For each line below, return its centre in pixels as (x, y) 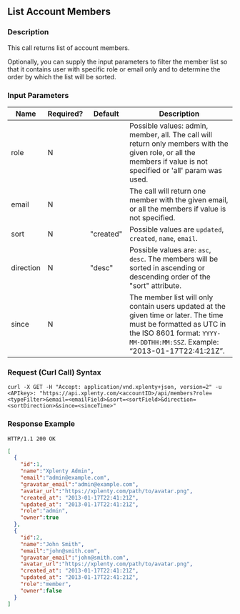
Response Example (41, 424)
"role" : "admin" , (45, 511)
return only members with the (179, 144)
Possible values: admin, (169, 126)
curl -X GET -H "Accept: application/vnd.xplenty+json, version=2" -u (115, 387)
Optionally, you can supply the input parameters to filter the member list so (117, 61)
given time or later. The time (176, 315)
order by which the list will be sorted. (62, 76)
